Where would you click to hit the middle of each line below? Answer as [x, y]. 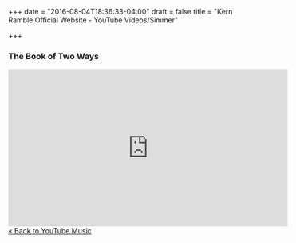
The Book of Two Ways [54, 56]
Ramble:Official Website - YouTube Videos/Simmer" [93, 20]
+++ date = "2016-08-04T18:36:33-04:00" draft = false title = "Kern [120, 12]
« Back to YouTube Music [50, 231]
